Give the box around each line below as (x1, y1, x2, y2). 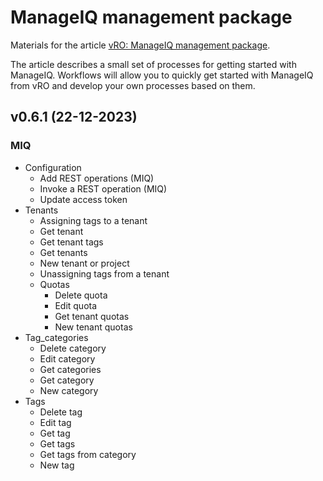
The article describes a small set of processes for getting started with (10, 58, 297, 70)
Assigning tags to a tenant (39, 214, 148, 226)
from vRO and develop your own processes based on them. (10, 79, 256, 91)
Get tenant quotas (54, 310, 130, 322)
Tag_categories (24, 331, 89, 343)
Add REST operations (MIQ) (39, 172, 155, 184)
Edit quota (54, 299, 98, 311)
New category (39, 384, 99, 396)
